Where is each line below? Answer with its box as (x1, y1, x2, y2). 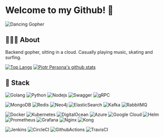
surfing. (5, 54, 22, 60)
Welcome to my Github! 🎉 (5, 5, 114, 16)
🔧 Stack (5, 79, 30, 87)
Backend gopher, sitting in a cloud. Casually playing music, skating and (5, 49, 153, 55)
